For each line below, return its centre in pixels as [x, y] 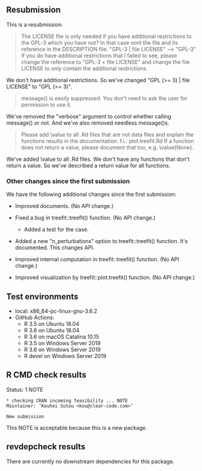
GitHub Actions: [35, 317]
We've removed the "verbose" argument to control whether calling [89, 116]
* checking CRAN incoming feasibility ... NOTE [67, 401]
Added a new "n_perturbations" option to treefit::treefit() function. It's [101, 241]
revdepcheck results [46, 447]
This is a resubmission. [35, 24]
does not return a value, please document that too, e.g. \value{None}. [107, 147]
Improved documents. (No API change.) [64, 206]
